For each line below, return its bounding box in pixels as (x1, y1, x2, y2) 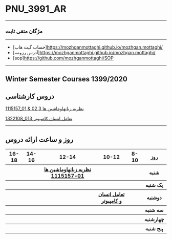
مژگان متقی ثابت (5, 28, 43, 35)
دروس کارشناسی (5, 92, 55, 101)
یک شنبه (145, 182, 163, 189)
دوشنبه (146, 194, 162, 201)
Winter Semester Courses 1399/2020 (5, 75, 128, 83)
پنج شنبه (145, 225, 163, 232)
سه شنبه (145, 207, 164, 214)
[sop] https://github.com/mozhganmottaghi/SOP (12, 55, 114, 61)
